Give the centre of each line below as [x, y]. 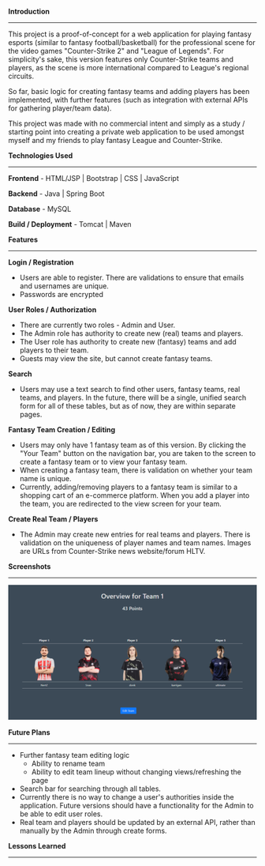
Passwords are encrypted [62, 294]
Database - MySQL [40, 209]
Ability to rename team [68, 763]
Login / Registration [41, 262]
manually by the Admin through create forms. [93, 830]
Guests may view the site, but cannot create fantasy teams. [116, 358]
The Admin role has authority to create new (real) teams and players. [131, 333]
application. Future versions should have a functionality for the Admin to [136, 805]
